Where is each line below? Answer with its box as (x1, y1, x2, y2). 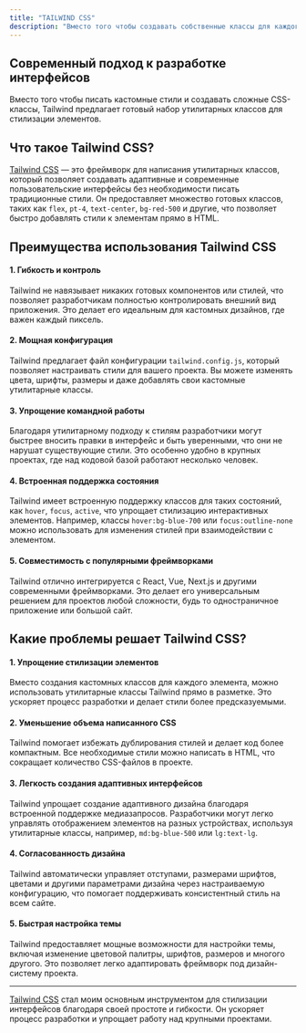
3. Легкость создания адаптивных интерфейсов (9, 777, 203, 788)
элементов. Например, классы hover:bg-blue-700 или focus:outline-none (9, 515, 293, 526)
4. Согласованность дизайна (9, 848, 126, 859)
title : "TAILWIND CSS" (9, 13, 96, 23)
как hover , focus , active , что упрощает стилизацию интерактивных (9, 506, 269, 516)
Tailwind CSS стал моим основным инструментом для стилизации (9, 994, 268, 1005)
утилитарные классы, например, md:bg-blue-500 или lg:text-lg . (9, 827, 258, 838)
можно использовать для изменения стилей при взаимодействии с (9, 525, 273, 536)
